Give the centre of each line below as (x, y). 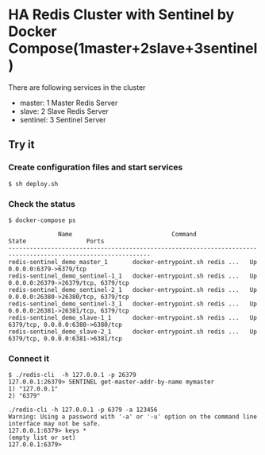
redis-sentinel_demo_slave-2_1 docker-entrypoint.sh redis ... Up (133, 332)
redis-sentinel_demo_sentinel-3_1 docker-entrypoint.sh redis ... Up (133, 304)
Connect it (29, 358)
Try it (21, 145)
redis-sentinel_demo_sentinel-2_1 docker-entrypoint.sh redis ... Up (133, 290)
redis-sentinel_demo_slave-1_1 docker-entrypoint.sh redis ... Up (133, 317)
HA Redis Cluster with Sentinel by (121, 15)
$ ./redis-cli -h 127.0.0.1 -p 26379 (72, 375)
